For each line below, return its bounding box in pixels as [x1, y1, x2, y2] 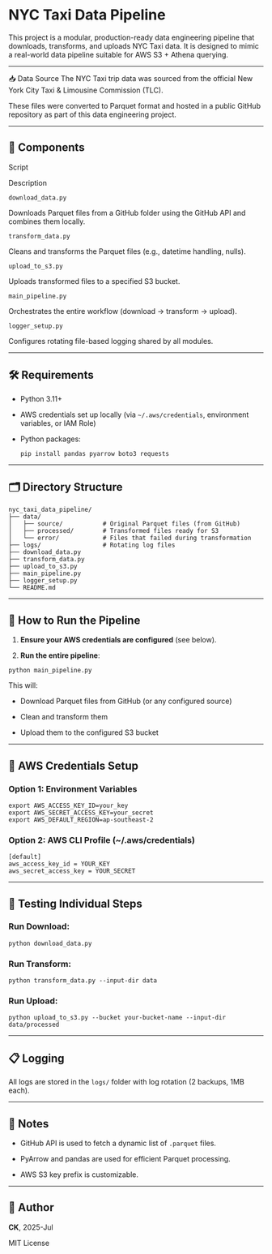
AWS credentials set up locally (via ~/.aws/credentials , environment [19, 410, 249, 419]
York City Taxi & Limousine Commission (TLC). [8, 85, 164, 95]
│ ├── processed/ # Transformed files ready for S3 [8, 527, 219, 535]
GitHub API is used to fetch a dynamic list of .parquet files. [19, 1138, 217, 1149]
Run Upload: [8, 995, 58, 1007]
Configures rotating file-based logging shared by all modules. [8, 336, 214, 346]
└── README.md [8, 584, 57, 592]
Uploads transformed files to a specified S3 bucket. [8, 276, 181, 286]
